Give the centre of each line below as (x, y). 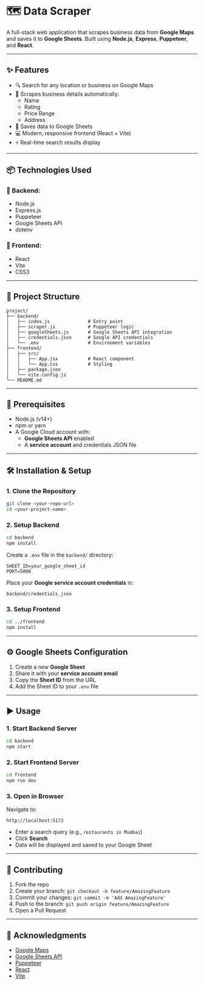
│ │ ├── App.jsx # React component (70, 359)
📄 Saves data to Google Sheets (54, 126)
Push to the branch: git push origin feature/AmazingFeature (92, 904)
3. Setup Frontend (33, 609)
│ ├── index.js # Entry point (65, 321)
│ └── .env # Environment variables (78, 343)
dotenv (24, 230)
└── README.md (24, 380)
